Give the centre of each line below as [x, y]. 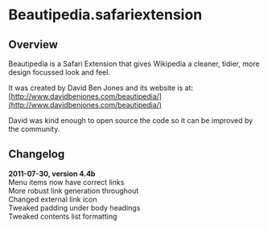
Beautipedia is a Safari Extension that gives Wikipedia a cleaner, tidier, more [134, 63]
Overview [33, 45]
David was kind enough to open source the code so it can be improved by [131, 121]
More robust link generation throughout [74, 190]
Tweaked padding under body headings [74, 207]
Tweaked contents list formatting [63, 216]
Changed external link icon [53, 199]
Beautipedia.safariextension [105, 15]
